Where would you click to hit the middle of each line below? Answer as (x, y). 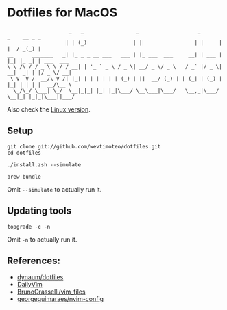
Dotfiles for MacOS (62, 13)
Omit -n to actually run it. (42, 239)
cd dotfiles (24, 153)
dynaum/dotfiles (40, 277)
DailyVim (29, 285)
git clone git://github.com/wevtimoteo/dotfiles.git (84, 146)
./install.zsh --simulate (44, 165)
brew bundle (24, 177)
